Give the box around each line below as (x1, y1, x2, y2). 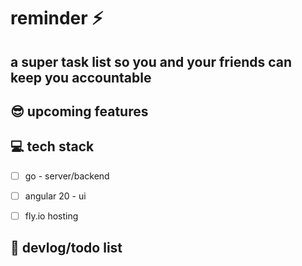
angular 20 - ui (24, 190, 87, 202)
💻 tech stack (10, 138, 95, 155)
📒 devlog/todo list (10, 240, 123, 257)
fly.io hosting (24, 210, 79, 222)
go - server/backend (24, 170, 110, 182)
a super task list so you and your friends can (10, 53, 293, 70)
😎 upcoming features (10, 103, 149, 120)
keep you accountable (10, 69, 152, 86)
